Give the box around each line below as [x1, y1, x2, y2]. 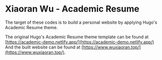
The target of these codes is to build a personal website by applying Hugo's [5, 19, 158, 25]
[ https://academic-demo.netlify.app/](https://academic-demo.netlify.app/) [5, 39, 155, 45]
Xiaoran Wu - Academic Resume [5, 3, 140, 15]
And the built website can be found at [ [5, 44, 83, 50]
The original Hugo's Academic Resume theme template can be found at [5, 34, 149, 40]
